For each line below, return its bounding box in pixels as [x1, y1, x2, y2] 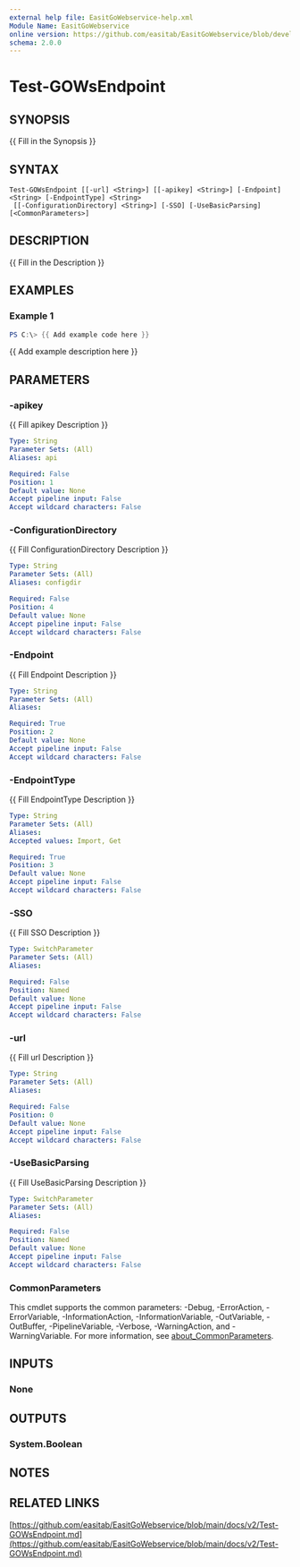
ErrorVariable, [9, 1312, 61, 1323]
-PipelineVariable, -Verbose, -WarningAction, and [48, 1321, 230, 1332]
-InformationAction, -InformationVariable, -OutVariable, [62, 1312, 265, 1323]
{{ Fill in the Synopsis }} [9, 136, 96, 147]
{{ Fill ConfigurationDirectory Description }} [9, 544, 169, 555]
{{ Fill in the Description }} [9, 257, 105, 268]
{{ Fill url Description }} [9, 1052, 94, 1063]
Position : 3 [9, 861, 54, 870]
